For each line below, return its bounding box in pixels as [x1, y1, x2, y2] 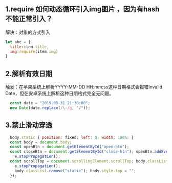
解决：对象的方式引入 [5, 29, 50, 35]
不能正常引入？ [5, 14, 53, 23]
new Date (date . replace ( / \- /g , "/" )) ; [10, 105, 91, 111]
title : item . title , [10, 44, 50, 49]
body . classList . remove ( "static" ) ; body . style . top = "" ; [14, 168, 137, 173]
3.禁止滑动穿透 [5, 121, 53, 130]
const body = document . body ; [10, 139, 72, 145]
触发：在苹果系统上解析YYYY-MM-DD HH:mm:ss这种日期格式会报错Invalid [5, 84, 163, 90]
